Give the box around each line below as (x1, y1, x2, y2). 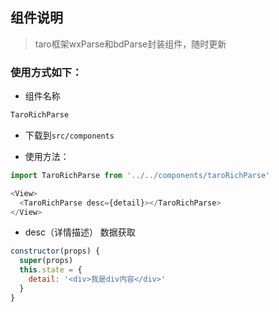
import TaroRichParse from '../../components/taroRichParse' (10, 170, 271, 180)
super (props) (19, 256, 74, 266)
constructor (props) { (10, 246, 101, 257)
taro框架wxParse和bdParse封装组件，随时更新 (34, 38, 227, 50)
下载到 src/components (24, 129, 115, 141)
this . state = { (19, 265, 83, 275)
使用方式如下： (10, 65, 83, 79)
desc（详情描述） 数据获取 (24, 226, 136, 238)
